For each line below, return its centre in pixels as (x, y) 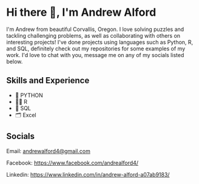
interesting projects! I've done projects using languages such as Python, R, (100, 42)
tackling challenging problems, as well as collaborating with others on (93, 35)
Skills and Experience (48, 80)
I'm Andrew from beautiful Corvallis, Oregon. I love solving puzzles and (95, 29)
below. (15, 61)
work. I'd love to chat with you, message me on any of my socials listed (95, 55)
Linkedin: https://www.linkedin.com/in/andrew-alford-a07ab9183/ (88, 174)
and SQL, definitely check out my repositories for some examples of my (96, 49)
